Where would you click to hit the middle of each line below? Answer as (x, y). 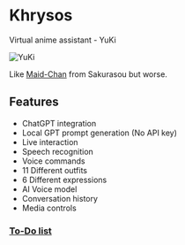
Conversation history (60, 198)
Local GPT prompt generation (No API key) (100, 133)
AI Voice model (49, 189)
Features (34, 102)
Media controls (49, 208)
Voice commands (53, 161)
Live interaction (50, 142)
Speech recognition (58, 151)
